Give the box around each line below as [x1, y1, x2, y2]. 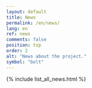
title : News [6, 14, 36, 20]
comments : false [6, 37, 47, 43]
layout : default [6, 8, 47, 15]
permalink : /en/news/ [6, 20, 60, 26]
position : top [6, 43, 42, 48]
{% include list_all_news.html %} [6, 75, 87, 83]
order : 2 [6, 48, 28, 54]
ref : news [6, 31, 31, 37]
